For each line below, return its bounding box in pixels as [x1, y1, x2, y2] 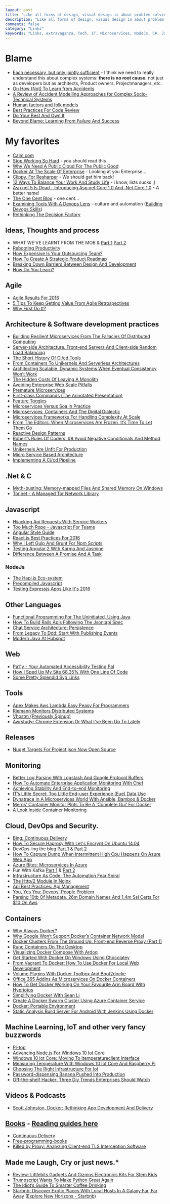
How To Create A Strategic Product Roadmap [12, 256, 107, 262]
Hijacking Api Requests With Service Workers [12, 518, 108, 524]
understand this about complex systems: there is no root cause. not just [12, 74, 163, 81]
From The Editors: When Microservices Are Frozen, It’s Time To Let [12, 420, 153, 426]
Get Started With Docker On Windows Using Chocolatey [12, 954, 130, 961]
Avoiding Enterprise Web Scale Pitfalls [12, 382, 93, 388]
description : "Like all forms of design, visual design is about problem [5, 17, 164, 22]
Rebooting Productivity [12, 245, 61, 251]
